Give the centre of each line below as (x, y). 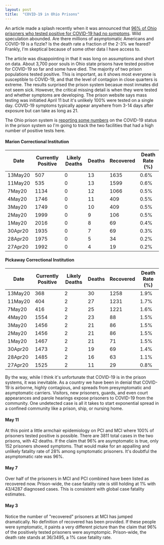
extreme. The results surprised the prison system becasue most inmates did (82, 84)
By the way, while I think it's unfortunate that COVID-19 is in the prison (76, 377)
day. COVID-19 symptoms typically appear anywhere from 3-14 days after (79, 105)
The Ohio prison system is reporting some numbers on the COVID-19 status (81, 120)
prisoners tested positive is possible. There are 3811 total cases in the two (79, 436)
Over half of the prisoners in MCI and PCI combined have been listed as (77, 479)
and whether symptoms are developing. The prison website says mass (76, 95)
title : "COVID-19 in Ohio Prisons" (42, 14)
